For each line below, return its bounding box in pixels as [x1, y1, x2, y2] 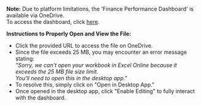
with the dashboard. [15, 94, 66, 101]
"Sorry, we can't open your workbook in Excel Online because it [15, 61, 177, 69]
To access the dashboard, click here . [6, 18, 100, 25]
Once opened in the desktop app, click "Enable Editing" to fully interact [15, 88, 195, 94]
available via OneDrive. [6, 12, 64, 19]
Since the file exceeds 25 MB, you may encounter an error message [15, 48, 187, 56]
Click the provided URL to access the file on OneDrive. [15, 42, 153, 49]
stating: [15, 55, 35, 62]
